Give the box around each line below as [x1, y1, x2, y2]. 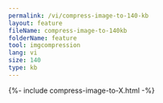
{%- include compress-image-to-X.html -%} [8, 85, 155, 95]
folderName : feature [8, 34, 78, 42]
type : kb [8, 64, 38, 72]
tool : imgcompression [8, 42, 81, 50]
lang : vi [8, 49, 38, 57]
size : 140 [8, 57, 42, 65]
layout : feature [8, 19, 63, 27]
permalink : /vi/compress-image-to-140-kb [8, 11, 149, 20]
